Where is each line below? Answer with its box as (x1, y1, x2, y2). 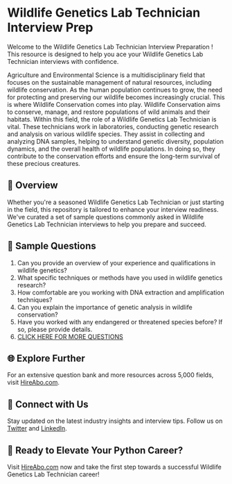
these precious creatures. (7, 159, 81, 167)
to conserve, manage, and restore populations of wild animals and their (7, 108, 211, 116)
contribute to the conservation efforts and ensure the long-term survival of (7, 151, 220, 160)
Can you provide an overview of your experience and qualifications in (17, 258, 216, 267)
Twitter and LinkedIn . (7, 424, 67, 433)
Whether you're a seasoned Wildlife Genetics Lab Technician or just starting (7, 198, 224, 206)
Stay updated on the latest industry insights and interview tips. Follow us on (7, 417, 223, 425)
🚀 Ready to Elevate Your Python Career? (7, 444, 184, 456)
